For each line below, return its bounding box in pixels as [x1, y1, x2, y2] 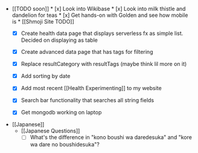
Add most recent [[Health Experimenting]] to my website [21, 85, 162, 92]
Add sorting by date [21, 73, 71, 80]
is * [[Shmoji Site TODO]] [11, 18, 74, 25]
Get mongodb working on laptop [21, 109, 102, 116]
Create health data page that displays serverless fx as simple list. [21, 30, 184, 37]
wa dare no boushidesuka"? [30, 140, 100, 148]
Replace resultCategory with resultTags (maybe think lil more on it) [21, 60, 187, 68]
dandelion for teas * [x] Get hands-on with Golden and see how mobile [11, 11, 188, 19]
